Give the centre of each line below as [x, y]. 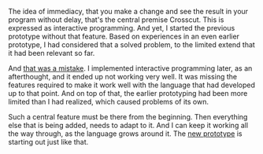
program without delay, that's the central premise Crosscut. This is [116, 20]
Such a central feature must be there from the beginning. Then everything [128, 117]
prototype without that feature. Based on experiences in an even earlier [124, 36]
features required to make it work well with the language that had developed [132, 85]
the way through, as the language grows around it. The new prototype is [125, 134]
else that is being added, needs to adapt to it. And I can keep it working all [128, 125]
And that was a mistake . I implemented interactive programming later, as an [130, 68]
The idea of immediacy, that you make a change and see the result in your [128, 11]
